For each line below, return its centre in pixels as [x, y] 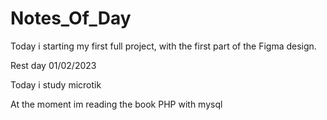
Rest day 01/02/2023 [53, 65]
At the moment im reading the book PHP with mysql [116, 104]
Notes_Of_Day [71, 18]
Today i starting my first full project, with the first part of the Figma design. [163, 46]
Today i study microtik [56, 84]
